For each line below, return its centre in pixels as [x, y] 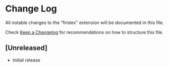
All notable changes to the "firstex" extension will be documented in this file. [84, 22]
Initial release [26, 60]
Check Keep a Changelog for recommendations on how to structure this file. [84, 32]
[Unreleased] [26, 48]
